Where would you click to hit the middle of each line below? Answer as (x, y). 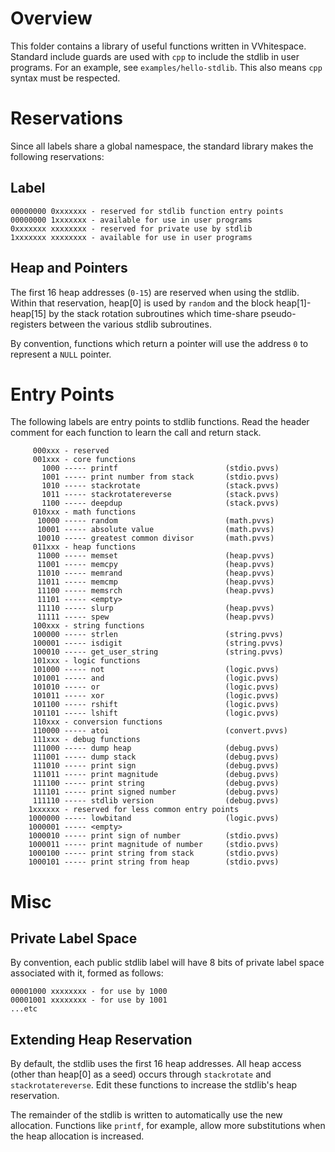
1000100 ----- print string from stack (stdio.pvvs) (154, 853)
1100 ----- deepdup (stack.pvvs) (160, 503)
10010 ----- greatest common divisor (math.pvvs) (155, 538)
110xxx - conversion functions (97, 722)
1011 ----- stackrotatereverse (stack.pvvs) (160, 495)
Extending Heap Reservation (101, 1039)
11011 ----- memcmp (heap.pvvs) (155, 582)
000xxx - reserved (71, 451)
